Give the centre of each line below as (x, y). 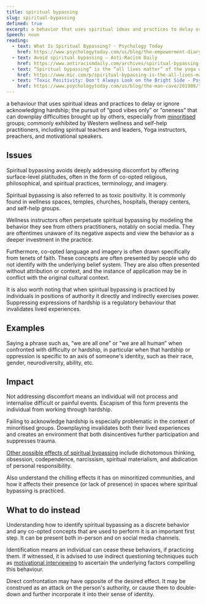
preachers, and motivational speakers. (55, 136)
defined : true (25, 23)
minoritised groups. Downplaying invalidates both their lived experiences (98, 428)
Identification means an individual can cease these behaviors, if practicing (100, 550)
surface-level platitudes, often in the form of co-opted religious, (87, 177)
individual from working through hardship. (59, 410)
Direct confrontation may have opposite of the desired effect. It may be (96, 581)
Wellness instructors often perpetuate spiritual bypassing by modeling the (100, 220)
